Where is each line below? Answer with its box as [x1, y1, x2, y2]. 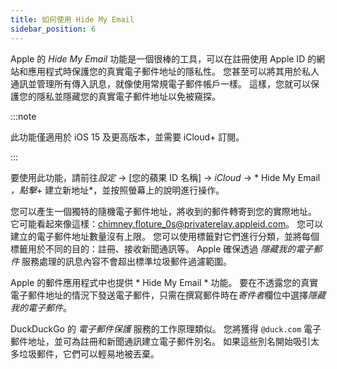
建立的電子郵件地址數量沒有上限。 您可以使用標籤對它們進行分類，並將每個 [10, 230, 320, 242]
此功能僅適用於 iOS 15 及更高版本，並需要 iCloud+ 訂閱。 [10, 131, 245, 143]
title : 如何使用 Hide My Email [10, 14, 135, 25]
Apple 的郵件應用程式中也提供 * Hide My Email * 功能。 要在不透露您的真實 [10, 276, 319, 288]
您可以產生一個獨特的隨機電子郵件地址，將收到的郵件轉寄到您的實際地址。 [10, 205, 317, 217]
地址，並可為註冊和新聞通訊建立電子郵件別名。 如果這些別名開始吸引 [27, 335, 311, 347]
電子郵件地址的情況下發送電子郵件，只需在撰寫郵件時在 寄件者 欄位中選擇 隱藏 [10, 289, 326, 301]
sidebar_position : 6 [10, 24, 97, 34]
